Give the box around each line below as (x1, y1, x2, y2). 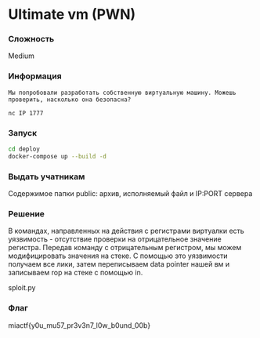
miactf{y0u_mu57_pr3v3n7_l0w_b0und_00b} (8, 320, 151, 330)
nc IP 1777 (8, 109, 44, 117)
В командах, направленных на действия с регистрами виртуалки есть (8, 226, 244, 236)
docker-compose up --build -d (8, 152, 107, 160)
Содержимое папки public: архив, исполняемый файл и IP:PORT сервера (8, 189, 253, 198)
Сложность (8, 34, 55, 45)
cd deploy (8, 145, 41, 154)
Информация (8, 71, 62, 82)
